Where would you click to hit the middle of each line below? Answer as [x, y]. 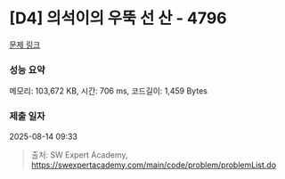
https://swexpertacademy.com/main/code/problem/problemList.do [154, 165]
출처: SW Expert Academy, [79, 155]
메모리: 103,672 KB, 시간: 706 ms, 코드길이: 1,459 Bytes [108, 91]
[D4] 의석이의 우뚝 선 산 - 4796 [118, 18]
